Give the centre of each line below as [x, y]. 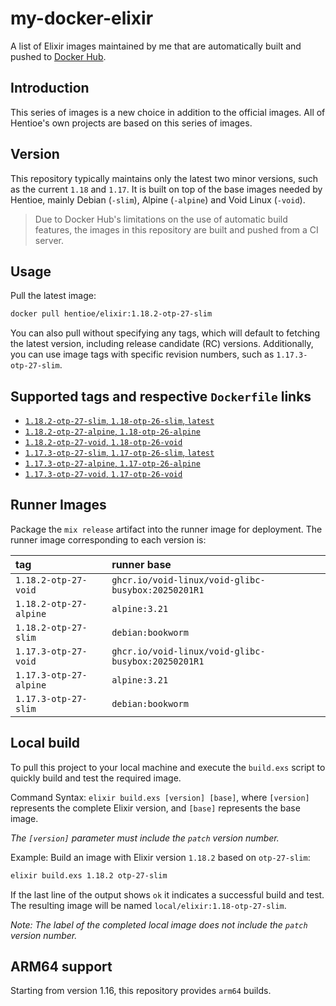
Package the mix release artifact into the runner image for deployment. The [166, 529]
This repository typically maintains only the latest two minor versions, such [164, 178]
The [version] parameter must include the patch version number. [145, 838]
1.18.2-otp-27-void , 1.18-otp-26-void [103, 442]
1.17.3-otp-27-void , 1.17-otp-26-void [103, 474]
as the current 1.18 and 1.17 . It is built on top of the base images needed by [166, 189]
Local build [45, 743]
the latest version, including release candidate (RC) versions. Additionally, [162, 344]
